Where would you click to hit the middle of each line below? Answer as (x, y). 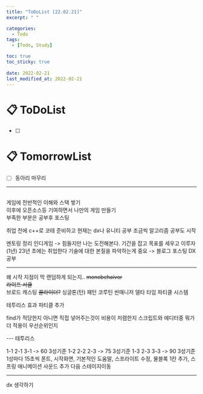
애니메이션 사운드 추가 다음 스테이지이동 (64, 366)
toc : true (19, 56)
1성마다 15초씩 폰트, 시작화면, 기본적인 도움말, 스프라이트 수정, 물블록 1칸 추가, (98, 358)
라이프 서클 (19, 284)
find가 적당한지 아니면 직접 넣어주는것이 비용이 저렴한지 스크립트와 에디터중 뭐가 (101, 318)
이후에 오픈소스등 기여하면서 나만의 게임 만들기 (61, 210)
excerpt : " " (23, 18)
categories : (21, 28)
